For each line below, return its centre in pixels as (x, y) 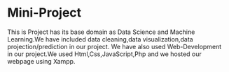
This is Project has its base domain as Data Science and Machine (101, 32)
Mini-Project (44, 13)
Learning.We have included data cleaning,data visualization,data (100, 39)
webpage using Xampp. (41, 61)
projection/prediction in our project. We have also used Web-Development (114, 46)
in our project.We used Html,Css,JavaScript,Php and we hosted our (104, 54)
